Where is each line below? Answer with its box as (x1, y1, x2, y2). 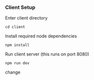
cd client (5, 25, 26, 29)
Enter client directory (5, 15, 48, 21)
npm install (5, 43, 30, 48)
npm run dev (5, 61, 30, 66)
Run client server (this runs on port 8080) (5, 51, 90, 57)
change (5, 69, 21, 75)
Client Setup (5, 4, 35, 11)
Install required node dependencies (5, 33, 77, 39)
